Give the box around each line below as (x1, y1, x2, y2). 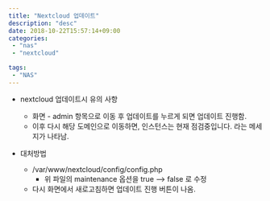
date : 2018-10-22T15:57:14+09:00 (8, 27, 121, 35)
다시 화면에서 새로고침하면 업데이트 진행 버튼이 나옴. (31, 184, 196, 194)
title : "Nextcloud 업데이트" (8, 11, 99, 20)
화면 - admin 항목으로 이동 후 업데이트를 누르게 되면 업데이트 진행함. (31, 111, 247, 121)
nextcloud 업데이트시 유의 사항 (19, 94, 118, 104)
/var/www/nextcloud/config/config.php (31, 164, 163, 174)
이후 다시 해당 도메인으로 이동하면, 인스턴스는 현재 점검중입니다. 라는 (31, 121, 247, 131)
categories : (8, 34, 48, 43)
